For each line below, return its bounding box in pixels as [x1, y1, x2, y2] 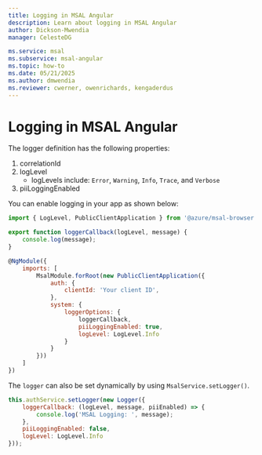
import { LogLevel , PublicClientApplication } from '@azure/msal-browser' [8, 214, 258, 222]
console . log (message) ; [22, 236, 96, 244]
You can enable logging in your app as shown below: [8, 199, 179, 209]
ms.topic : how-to [8, 62, 65, 71]
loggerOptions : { [64, 308, 122, 316]
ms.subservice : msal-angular [8, 55, 104, 63]
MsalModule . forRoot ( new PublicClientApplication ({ [36, 271, 206, 279]
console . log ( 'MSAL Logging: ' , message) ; [36, 410, 174, 418]
